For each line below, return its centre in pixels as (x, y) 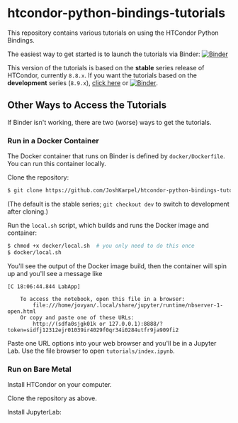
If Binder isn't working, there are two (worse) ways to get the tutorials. (109, 122)
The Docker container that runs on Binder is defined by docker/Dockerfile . (116, 156)
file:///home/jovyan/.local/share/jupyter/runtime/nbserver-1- (128, 305)
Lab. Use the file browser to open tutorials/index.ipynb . (91, 351)
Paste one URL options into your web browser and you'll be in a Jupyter (112, 343)
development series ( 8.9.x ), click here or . (83, 82)
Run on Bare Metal (40, 369)
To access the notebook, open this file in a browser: (103, 299)
